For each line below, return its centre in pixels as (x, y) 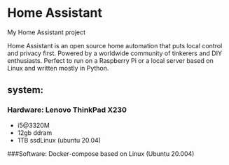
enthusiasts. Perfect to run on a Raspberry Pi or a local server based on (110, 60)
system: (26, 90)
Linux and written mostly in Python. (58, 68)
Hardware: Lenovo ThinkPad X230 (67, 110)
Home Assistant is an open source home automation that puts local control (115, 45)
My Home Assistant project (47, 32)
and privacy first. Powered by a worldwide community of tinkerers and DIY (115, 53)
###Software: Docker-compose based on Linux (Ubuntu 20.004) (101, 153)
